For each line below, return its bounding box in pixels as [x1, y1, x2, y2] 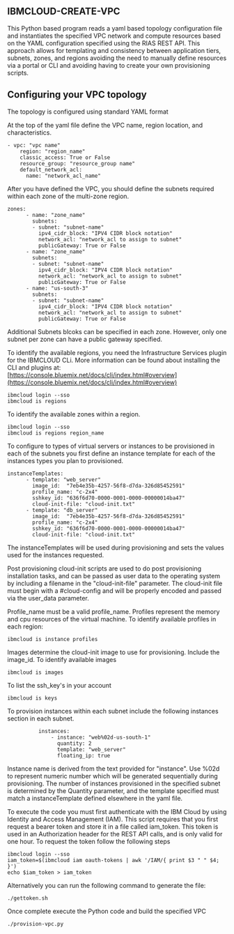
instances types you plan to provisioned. [7, 456, 124, 465]
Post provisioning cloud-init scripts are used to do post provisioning [7, 564, 202, 573]
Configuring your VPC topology [7, 89, 148, 100]
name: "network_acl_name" [25, 172, 101, 179]
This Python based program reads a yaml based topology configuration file [7, 24, 223, 32]
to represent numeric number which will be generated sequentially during [7, 771, 218, 780]
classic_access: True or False [19, 153, 111, 161]
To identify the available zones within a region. [7, 409, 141, 418]
